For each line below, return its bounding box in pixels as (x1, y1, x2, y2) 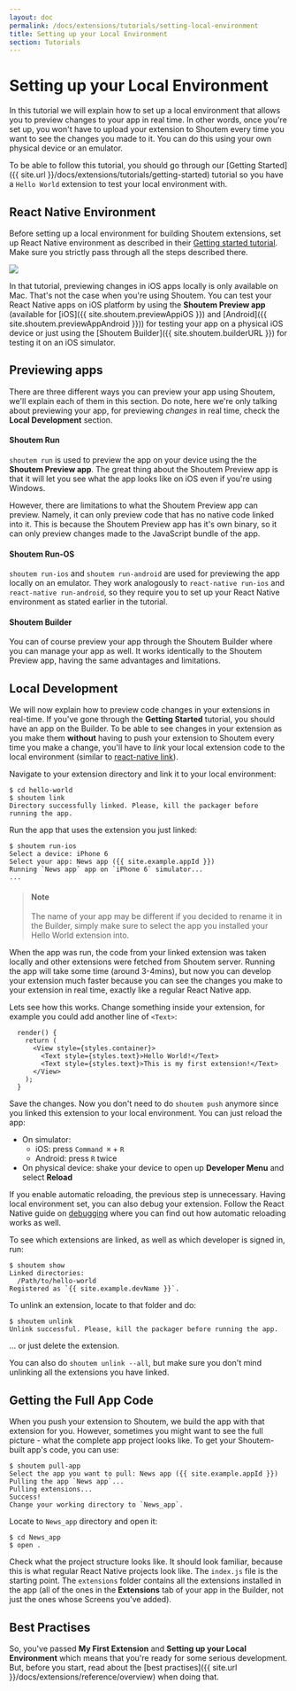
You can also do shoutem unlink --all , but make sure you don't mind (9, 1358, 262, 1368)
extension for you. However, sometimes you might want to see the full (9, 1426, 263, 1437)
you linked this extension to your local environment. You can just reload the (9, 1108, 283, 1118)
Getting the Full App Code (9, 1392, 155, 1407)
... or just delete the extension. (9, 1340, 120, 1352)
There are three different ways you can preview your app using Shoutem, (9, 386, 276, 397)
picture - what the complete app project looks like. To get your (9, 1435, 237, 1446)
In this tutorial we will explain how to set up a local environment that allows (9, 105, 281, 116)
